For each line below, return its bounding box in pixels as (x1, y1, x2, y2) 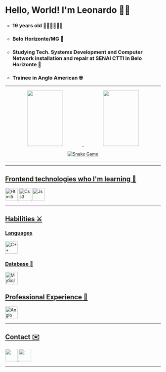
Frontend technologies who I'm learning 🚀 (5, 175, 137, 183)
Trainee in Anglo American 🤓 (12, 74, 83, 81)
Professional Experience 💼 (5, 293, 88, 301)
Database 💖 (5, 260, 34, 267)
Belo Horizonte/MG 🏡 (12, 36, 64, 43)
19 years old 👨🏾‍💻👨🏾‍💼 (12, 22, 63, 29)
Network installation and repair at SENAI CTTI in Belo (12, 54, 142, 61)
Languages (5, 230, 33, 236)
